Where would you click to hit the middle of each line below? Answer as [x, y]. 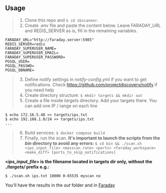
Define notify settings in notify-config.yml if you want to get [86, 79]
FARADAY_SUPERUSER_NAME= [31, 48]
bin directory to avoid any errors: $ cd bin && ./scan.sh [83, 143]
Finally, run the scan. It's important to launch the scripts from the [92, 138]
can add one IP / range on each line [61, 106]
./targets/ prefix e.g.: [27, 167]
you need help [39, 90]
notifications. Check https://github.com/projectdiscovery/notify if [91, 84]
